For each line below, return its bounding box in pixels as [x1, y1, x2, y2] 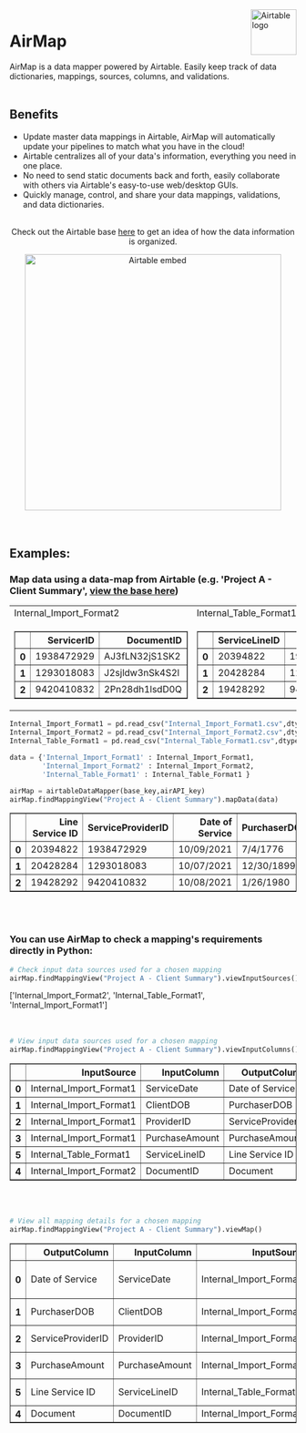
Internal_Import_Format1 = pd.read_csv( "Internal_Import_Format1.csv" [9, 720, 283, 729]
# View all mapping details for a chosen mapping [9, 1216, 202, 1226]
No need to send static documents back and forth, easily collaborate [22, 169, 280, 180]
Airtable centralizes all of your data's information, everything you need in [22, 150, 297, 161]
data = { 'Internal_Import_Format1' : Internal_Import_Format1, [9, 753, 255, 763]
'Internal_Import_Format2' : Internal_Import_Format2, [42, 761, 255, 771]
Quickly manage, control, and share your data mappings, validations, [22, 189, 280, 200]
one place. [22, 159, 63, 171]
